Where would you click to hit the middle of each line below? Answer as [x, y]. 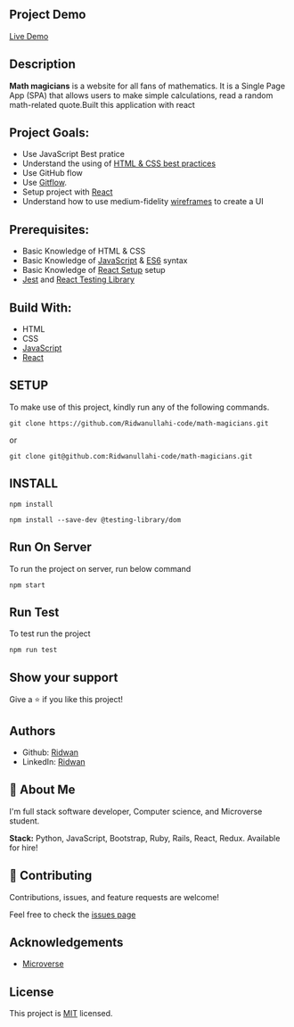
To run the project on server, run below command [100, 568]
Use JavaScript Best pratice [73, 154]
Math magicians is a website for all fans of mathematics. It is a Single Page [147, 86]
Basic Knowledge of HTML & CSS [84, 251]
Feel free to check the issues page [73, 915]
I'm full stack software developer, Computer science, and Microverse [136, 811]
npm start [28, 585]
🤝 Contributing [51, 876]
